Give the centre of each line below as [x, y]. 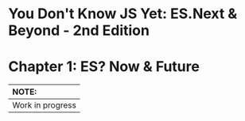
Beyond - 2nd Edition [79, 30]
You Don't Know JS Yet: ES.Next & [123, 14]
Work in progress [45, 105]
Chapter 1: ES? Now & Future [104, 67]
